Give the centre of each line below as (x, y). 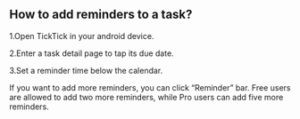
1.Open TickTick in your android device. (82, 36)
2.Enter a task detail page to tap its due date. (92, 53)
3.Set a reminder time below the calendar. (86, 70)
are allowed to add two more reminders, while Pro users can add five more (146, 97)
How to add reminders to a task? (101, 15)
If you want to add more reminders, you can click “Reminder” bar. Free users (150, 87)
